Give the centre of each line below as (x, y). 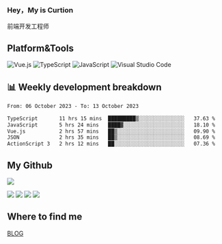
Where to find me (45, 217)
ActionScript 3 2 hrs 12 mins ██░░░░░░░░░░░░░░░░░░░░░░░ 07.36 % (111, 144)
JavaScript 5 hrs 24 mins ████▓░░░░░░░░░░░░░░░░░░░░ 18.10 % (111, 125)
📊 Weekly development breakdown (84, 87)
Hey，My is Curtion (40, 10)
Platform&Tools (40, 48)
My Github (30, 165)
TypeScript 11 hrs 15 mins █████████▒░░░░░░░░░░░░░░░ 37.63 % (111, 118)
